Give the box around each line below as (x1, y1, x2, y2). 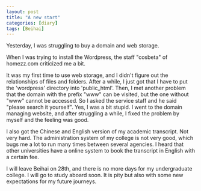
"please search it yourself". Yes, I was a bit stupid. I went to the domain (6, 103, 182, 111)
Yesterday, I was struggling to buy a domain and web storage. (6, 42, 159, 49)
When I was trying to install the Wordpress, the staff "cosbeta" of (6, 53, 168, 61)
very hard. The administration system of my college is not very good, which (6, 135, 194, 142)
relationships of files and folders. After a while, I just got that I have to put (6, 78, 188, 85)
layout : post (6, 8, 39, 15)
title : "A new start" (6, 14, 61, 20)
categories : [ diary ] (6, 20, 58, 26)
